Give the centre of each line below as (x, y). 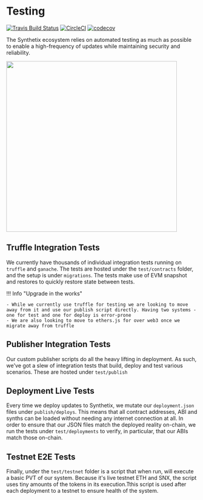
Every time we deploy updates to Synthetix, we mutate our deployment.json (100, 405)
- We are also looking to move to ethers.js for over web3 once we (93, 320)
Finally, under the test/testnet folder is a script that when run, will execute (100, 471)
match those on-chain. (35, 437)
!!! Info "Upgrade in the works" (45, 293)
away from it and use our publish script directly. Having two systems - (101, 310)
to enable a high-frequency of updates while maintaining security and (93, 46)
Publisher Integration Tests (58, 344)
